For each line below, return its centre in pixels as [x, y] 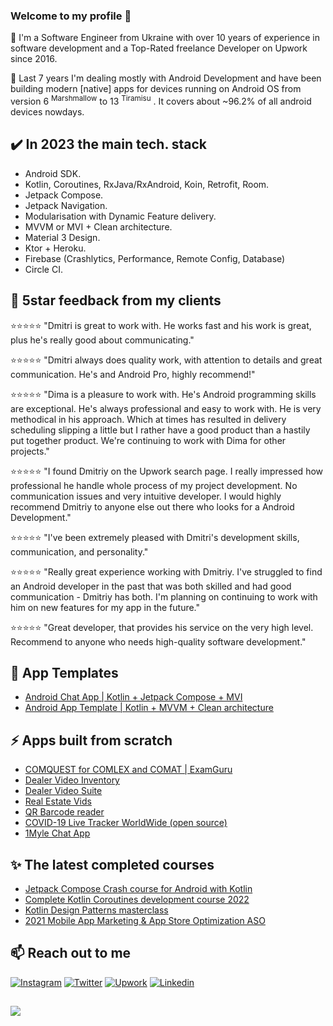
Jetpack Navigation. [66, 205]
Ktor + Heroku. [55, 248]
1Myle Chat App [57, 833]
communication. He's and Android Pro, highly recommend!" [133, 374]
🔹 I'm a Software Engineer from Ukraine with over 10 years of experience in [165, 38]
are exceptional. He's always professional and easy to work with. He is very [166, 408]
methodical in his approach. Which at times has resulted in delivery [148, 419]
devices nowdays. [47, 111]
